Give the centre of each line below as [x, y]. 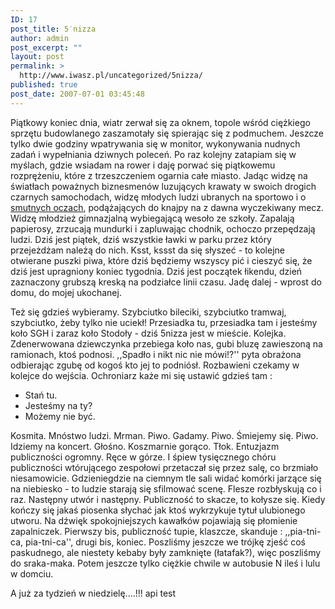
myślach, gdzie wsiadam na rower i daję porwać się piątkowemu [143, 165]
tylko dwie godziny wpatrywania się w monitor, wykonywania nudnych [155, 143]
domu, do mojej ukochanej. [66, 292]
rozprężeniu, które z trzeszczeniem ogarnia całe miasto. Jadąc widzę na [159, 175]
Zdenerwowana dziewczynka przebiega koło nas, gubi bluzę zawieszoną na [166, 343]
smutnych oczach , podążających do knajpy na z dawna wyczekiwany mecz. [167, 207]
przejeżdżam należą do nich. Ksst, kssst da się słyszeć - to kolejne [147, 250]
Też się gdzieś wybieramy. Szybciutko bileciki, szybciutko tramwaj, [148, 312]
